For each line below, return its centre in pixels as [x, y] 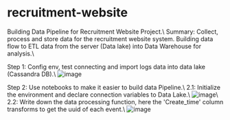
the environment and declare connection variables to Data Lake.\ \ [113, 95]
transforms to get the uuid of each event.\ [66, 109]
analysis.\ [21, 53]
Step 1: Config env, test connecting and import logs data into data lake [106, 67]
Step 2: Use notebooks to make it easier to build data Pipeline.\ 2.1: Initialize [114, 87]
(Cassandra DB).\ [32, 74]
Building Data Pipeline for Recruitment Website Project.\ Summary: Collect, [113, 32]
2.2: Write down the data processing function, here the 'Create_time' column [115, 101]
